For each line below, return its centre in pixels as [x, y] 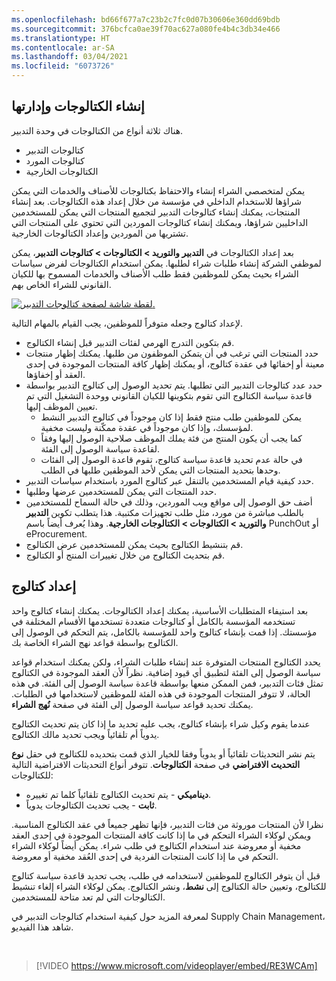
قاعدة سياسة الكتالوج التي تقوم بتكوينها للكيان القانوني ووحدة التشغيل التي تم [169, 395]
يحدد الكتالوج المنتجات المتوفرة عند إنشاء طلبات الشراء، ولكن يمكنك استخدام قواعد [166, 662]
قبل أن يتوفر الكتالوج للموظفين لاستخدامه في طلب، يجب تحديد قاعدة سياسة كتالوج [166, 875]
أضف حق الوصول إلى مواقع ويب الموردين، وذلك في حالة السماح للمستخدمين [169, 502]
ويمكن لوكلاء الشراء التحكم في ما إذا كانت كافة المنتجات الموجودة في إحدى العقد [161, 835]
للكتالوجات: [32, 775]
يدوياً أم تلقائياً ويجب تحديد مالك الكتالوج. [85, 734]
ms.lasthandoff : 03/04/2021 [70, 57]
